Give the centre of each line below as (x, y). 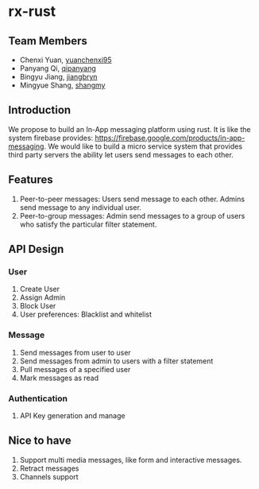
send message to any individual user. (80, 207)
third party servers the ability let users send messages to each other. (121, 154)
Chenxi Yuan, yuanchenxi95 (66, 60)
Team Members (48, 41)
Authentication (38, 398)
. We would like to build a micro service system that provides (143, 146)
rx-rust (32, 12)
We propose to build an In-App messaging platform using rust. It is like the (129, 129)
